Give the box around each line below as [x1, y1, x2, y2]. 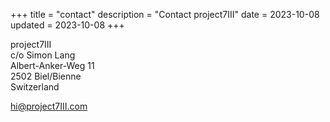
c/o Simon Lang [10, 49, 76, 61]
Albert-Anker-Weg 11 [10, 60, 95, 71]
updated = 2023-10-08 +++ [10, 19, 125, 31]
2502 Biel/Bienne [10, 70, 82, 82]
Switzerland [10, 81, 60, 93]
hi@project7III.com [10, 100, 88, 112]
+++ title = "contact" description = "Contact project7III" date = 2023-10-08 [10, 9, 320, 20]
